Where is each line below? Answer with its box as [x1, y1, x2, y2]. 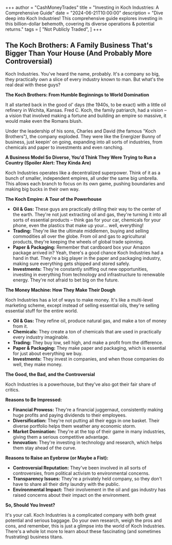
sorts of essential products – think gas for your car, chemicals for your [12, 217, 161, 223]
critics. [5, 386, 20, 392]
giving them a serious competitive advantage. [12, 434, 109, 440]
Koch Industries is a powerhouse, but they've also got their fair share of [5, 381, 156, 387]
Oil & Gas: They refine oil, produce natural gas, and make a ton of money [12, 317, 167, 324]
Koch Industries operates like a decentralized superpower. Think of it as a [5, 170, 161, 176]
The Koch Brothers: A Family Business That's [5, 41, 153, 50]
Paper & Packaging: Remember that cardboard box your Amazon [12, 244, 150, 250]
